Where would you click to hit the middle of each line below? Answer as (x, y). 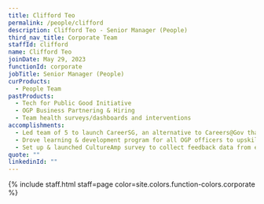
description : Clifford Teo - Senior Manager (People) (98, 30)
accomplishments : (37, 125)
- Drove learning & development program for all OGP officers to (125, 140)
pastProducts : (31, 96)
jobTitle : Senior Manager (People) (66, 74)
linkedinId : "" (33, 162)
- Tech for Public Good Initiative (73, 103)
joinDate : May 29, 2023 (47, 60)
